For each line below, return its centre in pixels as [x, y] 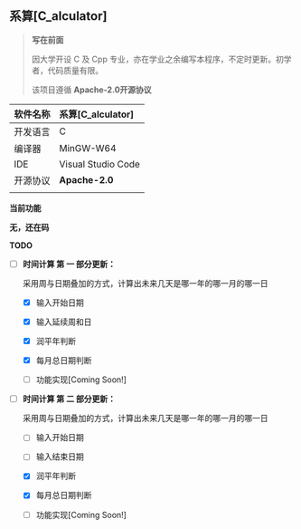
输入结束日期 [60, 457]
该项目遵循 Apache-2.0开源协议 [91, 90]
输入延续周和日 [64, 322]
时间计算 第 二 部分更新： [69, 399]
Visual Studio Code [99, 164]
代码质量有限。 [75, 70]
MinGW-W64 [88, 148]
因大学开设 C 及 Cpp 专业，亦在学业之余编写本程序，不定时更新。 [154, 59]
